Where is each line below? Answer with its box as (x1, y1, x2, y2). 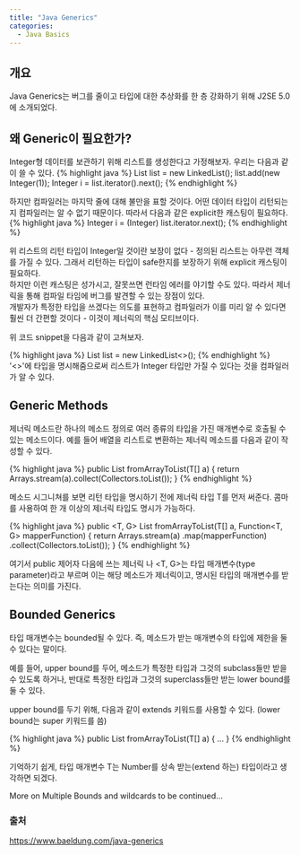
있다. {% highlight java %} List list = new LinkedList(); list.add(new (37, 168, 280, 178)
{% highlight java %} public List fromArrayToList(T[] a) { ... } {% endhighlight (9, 733, 291, 744)
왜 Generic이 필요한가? (9, 131, 133, 146)
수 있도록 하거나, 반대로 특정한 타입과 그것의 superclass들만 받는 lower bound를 (9, 674, 291, 685)
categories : (9, 22, 54, 31)
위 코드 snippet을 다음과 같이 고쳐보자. (9, 332, 145, 342)
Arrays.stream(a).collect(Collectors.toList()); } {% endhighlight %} (9, 473, 253, 484)
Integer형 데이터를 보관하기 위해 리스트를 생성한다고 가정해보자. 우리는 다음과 (9, 156, 279, 167)
